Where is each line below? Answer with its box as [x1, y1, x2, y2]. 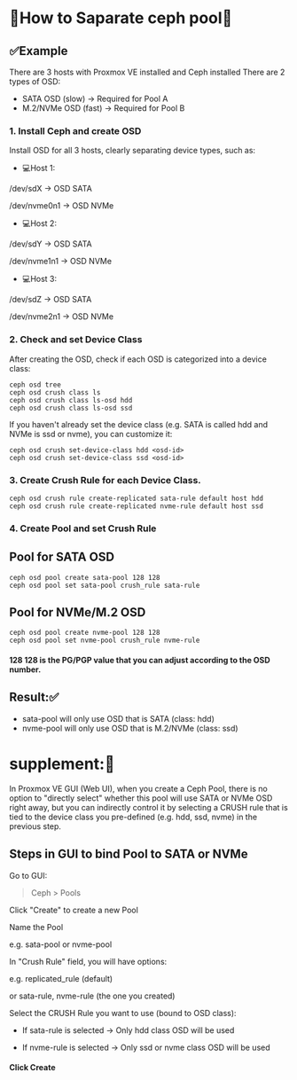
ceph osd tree [9, 380, 62, 389]
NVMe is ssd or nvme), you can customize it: [9, 428, 173, 439]
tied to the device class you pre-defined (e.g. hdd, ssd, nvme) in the [9, 811, 258, 822]
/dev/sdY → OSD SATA [9, 239, 93, 249]
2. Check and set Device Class [9, 333, 143, 346]
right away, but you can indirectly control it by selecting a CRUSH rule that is [9, 802, 288, 812]
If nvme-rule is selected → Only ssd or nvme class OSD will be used [21, 1042, 270, 1053]
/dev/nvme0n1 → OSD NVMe [9, 200, 114, 211]
